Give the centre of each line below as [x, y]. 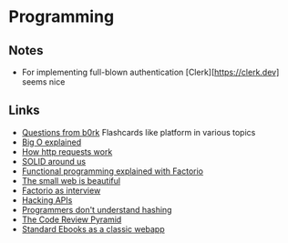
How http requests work [67, 151]
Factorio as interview [61, 190]
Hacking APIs [47, 200]
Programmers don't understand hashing [97, 209]
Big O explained [51, 142]
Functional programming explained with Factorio [113, 171]
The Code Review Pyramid [72, 219]
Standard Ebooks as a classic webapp [93, 228]
